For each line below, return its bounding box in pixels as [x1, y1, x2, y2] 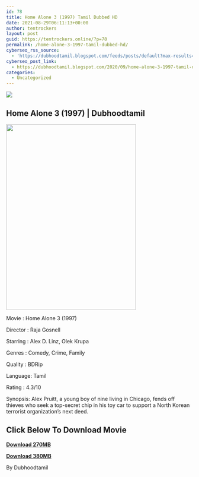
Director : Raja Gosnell [6, 326, 61, 333]
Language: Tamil [6, 372, 47, 379]
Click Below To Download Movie [6, 425, 127, 435]
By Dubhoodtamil [6, 464, 49, 471]
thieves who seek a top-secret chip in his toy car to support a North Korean [6, 402, 190, 409]
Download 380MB [6, 452, 52, 459]
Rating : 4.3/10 [6, 384, 41, 391]
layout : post [6, 31, 38, 37]
